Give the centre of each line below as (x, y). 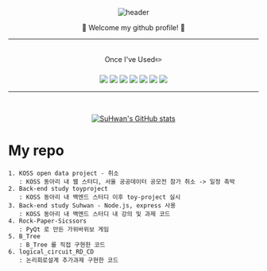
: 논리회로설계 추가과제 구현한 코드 (69, 260)
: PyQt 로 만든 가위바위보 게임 (64, 229)
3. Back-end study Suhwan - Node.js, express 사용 (92, 205)
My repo (37, 151)
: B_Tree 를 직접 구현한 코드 (62, 245)
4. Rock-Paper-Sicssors (48, 221)
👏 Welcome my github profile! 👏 (133, 27)
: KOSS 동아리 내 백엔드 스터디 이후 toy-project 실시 (100, 197)
